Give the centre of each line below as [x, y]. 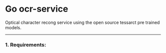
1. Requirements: [26, 45]
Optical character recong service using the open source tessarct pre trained [83, 22]
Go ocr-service [37, 9]
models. [13, 27]
